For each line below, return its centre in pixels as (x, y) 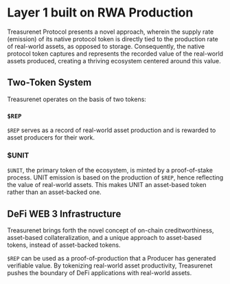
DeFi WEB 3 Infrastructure (64, 214)
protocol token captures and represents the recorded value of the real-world (115, 54)
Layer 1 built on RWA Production (100, 13)
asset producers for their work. (51, 138)
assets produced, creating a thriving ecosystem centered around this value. (114, 61)
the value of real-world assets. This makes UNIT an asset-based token (107, 185)
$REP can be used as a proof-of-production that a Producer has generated (112, 259)
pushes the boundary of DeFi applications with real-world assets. (100, 273)
